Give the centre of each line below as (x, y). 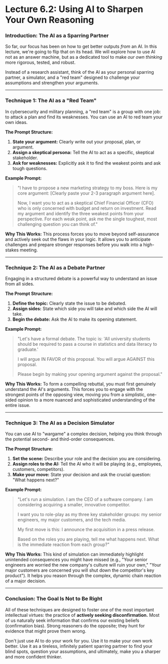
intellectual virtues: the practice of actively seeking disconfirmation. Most (82, 615)
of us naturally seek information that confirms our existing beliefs (72, 620)
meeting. (29, 250)
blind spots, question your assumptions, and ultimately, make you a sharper (83, 651)
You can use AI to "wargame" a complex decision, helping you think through (83, 434)
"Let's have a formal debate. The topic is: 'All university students (84, 339)
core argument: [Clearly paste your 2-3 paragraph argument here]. (86, 193)
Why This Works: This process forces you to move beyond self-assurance (82, 234)
